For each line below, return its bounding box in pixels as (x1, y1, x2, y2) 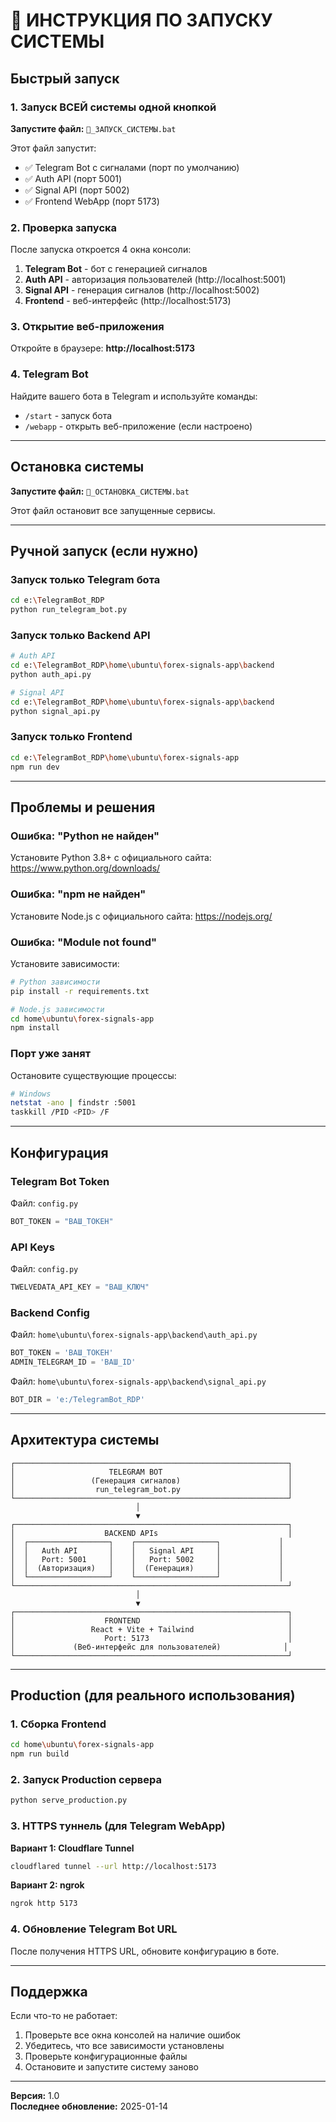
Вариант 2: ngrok (10, 1879, 85, 1891)
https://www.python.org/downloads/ (10, 862, 161, 874)
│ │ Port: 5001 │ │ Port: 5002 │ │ (10, 1554, 284, 1564)
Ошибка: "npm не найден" (10, 887, 147, 901)
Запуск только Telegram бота (10, 572, 161, 586)
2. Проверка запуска (10, 220, 118, 234)
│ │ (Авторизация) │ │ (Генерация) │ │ (10, 1563, 284, 1573)
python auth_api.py (10, 670, 92, 680)
